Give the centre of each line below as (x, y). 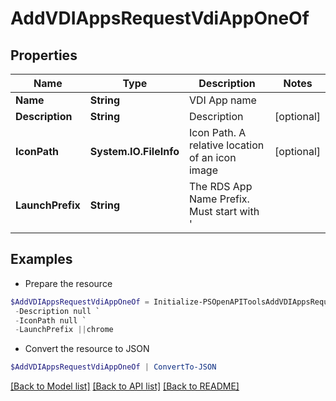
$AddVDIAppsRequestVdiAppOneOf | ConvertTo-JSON (113, 367)
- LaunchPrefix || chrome (64, 330)
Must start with (224, 211)
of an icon (212, 157)
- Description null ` (57, 311)
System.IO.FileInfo (134, 151)
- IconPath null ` (50, 320)
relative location (226, 145)
